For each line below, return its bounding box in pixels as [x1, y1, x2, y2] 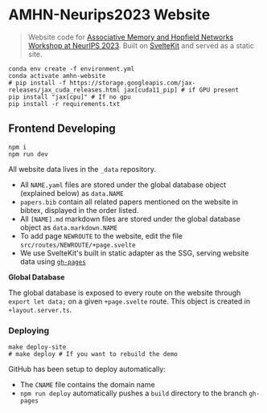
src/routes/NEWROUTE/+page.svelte [19, 241, 136, 249]
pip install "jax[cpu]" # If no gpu [8, 92, 131, 101]
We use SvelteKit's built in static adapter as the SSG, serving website [19, 247, 249, 258]
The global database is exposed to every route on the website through [8, 288, 241, 297]
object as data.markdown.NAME [19, 223, 118, 232]
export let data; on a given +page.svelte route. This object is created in [8, 296, 251, 306]
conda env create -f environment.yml [8, 64, 135, 73]
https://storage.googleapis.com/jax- [69, 79, 196, 87]
